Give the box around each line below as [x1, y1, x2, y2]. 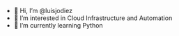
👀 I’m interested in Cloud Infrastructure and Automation [13, 14, 173, 22]
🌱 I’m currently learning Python [13, 21, 103, 29]
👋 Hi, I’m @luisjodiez [13, 7, 73, 15]
